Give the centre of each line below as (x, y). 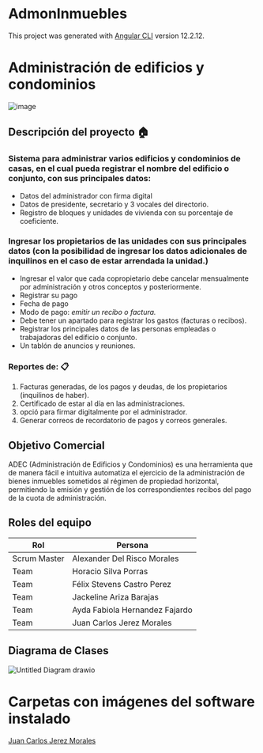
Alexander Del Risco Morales (126, 558)
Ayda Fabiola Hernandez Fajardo (133, 610)
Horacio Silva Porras (110, 571)
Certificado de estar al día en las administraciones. (102, 403)
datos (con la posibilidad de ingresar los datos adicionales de (128, 252)
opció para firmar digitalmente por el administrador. (103, 412)
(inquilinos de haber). (54, 395)
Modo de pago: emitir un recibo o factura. (88, 312)
